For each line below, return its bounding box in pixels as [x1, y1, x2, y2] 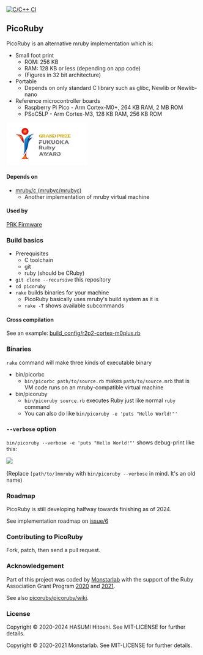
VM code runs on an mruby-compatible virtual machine [24, 383, 164, 391]
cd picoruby [15, 283, 46, 290]
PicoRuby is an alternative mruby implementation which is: [6, 40, 153, 47]
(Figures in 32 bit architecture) [24, 71, 102, 78]
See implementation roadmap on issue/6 [6, 517, 109, 525]
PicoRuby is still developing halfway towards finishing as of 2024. [6, 506, 172, 513]
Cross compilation [6, 316, 54, 323]
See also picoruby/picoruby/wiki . [6, 594, 89, 601]
